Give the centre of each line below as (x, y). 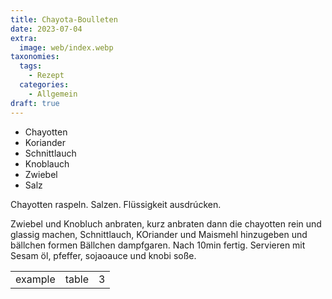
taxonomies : (35, 57)
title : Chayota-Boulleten (64, 19)
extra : (24, 38)
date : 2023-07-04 (46, 29)
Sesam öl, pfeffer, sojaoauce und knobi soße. (103, 255)
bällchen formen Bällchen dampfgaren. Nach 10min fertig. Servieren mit (158, 245)
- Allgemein (53, 94)
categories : (44, 85)
